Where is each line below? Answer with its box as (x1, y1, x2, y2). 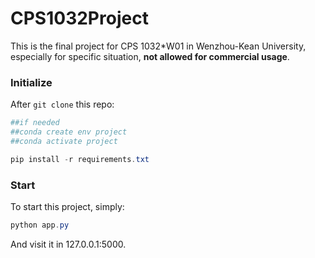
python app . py (10, 220, 70, 231)
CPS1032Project (10, 7, 149, 30)
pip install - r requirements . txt (10, 154, 150, 164)
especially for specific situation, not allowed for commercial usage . (10, 50, 290, 62)
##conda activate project (10, 136, 118, 146)
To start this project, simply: (10, 201, 125, 213)
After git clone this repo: (10, 98, 115, 111)
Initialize (10, 75, 53, 89)
